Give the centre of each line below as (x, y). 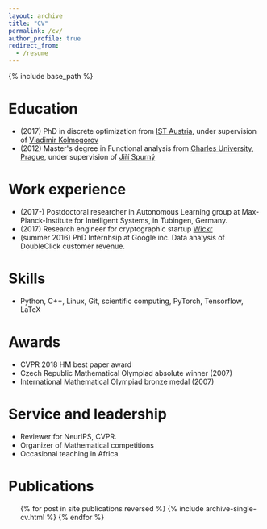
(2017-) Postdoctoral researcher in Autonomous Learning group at (130, 211)
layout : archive (35, 16)
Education (43, 109)
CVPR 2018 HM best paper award (76, 364)
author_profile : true (45, 38)
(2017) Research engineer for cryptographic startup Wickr (116, 229)
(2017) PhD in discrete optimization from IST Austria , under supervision (138, 131)
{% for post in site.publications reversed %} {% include (112, 508)
